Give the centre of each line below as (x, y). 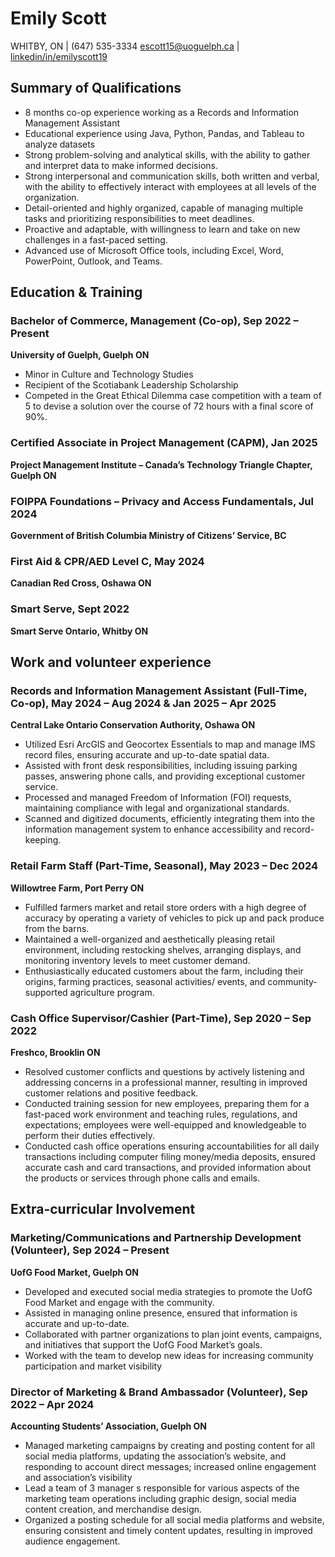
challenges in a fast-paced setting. (96, 239)
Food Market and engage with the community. (119, 1302)
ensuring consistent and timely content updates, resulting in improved (168, 1530)
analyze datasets (60, 144)
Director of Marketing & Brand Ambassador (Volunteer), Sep (159, 1392)
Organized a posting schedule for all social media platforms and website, (174, 1519)
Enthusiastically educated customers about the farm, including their (164, 971)
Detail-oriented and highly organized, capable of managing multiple (164, 208)
